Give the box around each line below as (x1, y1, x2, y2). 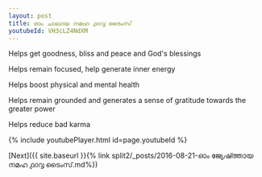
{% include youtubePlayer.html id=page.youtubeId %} (8, 135, 188, 145)
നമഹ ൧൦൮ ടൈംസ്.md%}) (8, 160, 98, 170)
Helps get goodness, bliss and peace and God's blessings (8, 49, 202, 59)
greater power (8, 104, 56, 113)
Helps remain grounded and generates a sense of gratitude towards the (8, 96, 247, 105)
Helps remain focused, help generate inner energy (8, 64, 176, 74)
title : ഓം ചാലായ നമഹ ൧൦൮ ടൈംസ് (8, 19, 132, 27)
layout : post (8, 11, 52, 20)
